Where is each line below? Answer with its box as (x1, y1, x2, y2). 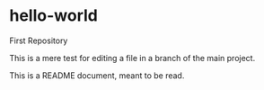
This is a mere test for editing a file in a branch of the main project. (9, 52, 256, 63)
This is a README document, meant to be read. (9, 69, 185, 81)
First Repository (9, 35, 68, 46)
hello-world (9, 5, 99, 26)
